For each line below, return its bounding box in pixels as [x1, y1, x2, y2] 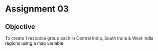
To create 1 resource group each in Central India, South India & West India [5, 35, 154, 41]
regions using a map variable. [5, 40, 65, 46]
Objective [5, 23, 36, 31]
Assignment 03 [5, 3, 69, 14]
